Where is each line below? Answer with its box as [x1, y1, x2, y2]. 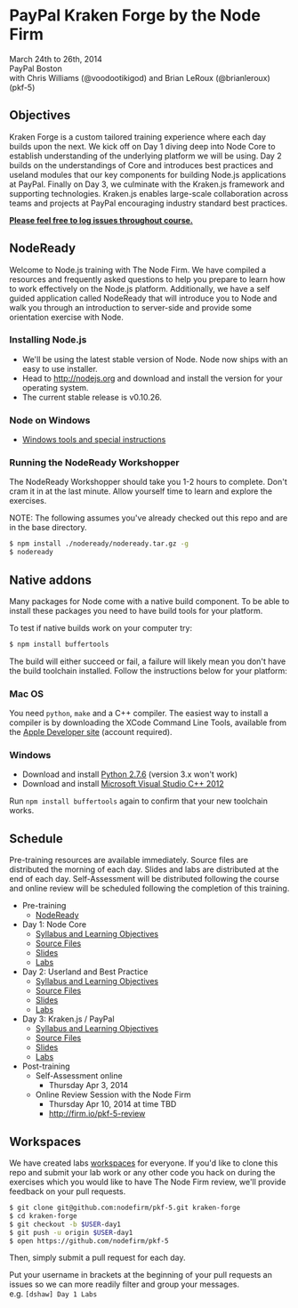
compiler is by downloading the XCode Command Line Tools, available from [9, 717, 287, 728]
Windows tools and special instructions [21, 434, 166, 445]
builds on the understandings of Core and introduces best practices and [9, 159, 274, 170]
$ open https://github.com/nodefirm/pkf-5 [9, 1236, 169, 1246]
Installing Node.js [9, 334, 87, 346]
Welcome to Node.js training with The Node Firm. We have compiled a [9, 264, 267, 275]
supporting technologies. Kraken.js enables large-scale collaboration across [9, 188, 289, 198]
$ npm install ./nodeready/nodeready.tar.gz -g [9, 539, 189, 548]
